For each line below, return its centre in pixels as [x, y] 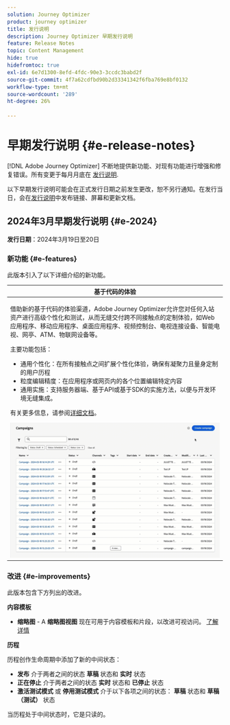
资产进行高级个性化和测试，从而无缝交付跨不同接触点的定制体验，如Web [112, 317]
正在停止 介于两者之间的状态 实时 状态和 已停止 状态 [90, 682]
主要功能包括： [31, 349]
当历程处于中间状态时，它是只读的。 [58, 715]
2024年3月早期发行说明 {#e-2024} [82, 221]
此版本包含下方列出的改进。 [46, 592]
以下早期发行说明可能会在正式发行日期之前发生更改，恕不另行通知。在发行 [112, 189]
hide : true [23, 58]
